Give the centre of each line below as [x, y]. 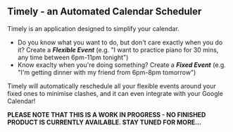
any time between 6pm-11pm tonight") [73, 57]
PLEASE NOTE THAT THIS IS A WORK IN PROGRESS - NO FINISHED [107, 114]
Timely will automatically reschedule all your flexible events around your [112, 86]
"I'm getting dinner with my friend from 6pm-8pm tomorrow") [107, 72]
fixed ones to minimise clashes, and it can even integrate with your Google [115, 93]
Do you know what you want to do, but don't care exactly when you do [120, 42]
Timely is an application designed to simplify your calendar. [93, 28]
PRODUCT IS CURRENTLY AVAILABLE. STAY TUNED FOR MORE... [105, 122]
